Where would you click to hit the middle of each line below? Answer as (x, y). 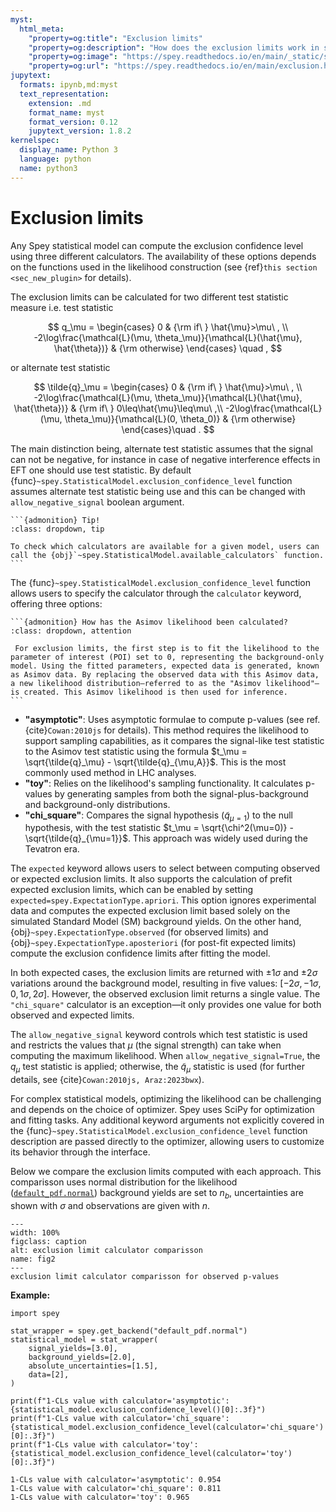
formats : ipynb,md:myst (68, 85)
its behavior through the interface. (80, 1152)
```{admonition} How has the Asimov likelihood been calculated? (149, 622)
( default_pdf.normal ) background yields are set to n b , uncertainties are (157, 1194)
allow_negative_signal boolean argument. (97, 502)
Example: (30, 1295)
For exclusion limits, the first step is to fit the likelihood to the (167, 648)
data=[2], (49, 1374)
